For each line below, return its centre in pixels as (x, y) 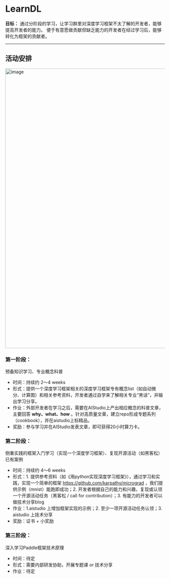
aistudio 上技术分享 (33, 515)
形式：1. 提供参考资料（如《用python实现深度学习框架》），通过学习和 (84, 477)
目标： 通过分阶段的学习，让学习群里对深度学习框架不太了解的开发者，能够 (83, 23)
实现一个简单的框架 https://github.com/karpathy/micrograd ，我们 (90, 483)
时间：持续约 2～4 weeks (39, 382)
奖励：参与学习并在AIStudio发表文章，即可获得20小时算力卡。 (77, 427)
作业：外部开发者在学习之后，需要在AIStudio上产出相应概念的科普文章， (88, 408)
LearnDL (24, 9)
